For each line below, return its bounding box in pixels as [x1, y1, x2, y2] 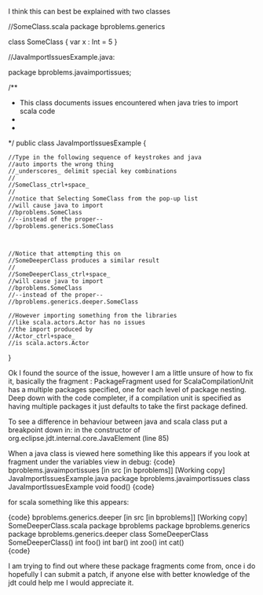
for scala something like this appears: [8, 498, 130, 506]
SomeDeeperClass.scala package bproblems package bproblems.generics [8, 521, 250, 530]
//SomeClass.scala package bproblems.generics [8, 22, 166, 31]
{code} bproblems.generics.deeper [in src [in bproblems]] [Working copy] [8, 512, 248, 522]
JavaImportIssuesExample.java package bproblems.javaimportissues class [8, 474, 250, 483]
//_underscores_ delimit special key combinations [8, 167, 177, 175]
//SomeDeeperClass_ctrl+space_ [8, 270, 111, 278]
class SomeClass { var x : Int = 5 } [8, 37, 118, 46]
